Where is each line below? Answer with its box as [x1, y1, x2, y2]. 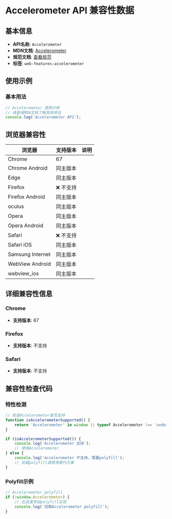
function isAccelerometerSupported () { [5, 417, 91, 422]
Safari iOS [8, 241, 32, 249]
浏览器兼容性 [5, 130, 46, 139]
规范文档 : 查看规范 [12, 54, 52, 60]
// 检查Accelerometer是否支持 [5, 413, 65, 418]
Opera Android [8, 222, 44, 229]
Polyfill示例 [5, 478, 34, 485]
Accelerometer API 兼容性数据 [5, 5, 135, 16]
